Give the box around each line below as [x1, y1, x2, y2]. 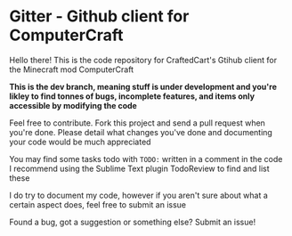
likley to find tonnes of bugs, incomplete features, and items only [9, 91, 255, 102]
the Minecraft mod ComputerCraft [9, 64, 134, 75]
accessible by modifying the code [9, 100, 138, 110]
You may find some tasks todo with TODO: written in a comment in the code [9, 153, 283, 164]
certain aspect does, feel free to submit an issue [9, 199, 187, 210]
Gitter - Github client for [9, 6, 190, 27]
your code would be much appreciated [9, 136, 151, 147]
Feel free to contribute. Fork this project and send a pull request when [9, 118, 265, 128]
